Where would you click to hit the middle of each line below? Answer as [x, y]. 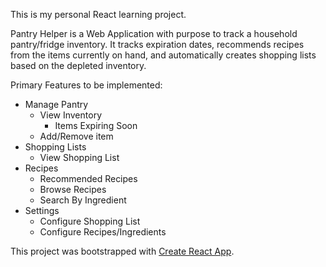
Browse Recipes [73, 189]
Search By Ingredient [83, 200]
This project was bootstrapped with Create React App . [122, 251]
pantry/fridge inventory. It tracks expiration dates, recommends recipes [157, 44]
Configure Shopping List [90, 221]
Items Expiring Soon [96, 125]
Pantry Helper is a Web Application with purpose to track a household [154, 33]
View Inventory [70, 115]
